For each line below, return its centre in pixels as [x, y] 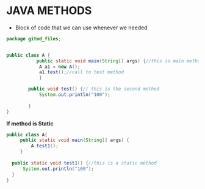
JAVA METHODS [49, 11]
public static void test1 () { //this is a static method [84, 163]
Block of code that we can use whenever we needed [81, 28]
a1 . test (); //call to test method [81, 72]
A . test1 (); [45, 146]
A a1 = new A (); [59, 67]
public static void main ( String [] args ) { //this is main [110, 61]
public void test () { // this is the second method [94, 89]
